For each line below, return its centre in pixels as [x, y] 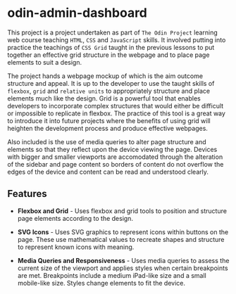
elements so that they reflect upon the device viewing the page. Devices [112, 149]
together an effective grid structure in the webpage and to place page [108, 55]
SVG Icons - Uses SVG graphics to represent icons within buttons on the [123, 232]
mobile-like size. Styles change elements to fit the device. [101, 283]
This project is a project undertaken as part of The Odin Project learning [113, 32]
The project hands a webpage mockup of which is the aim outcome [105, 76]
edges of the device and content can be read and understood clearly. [108, 172]
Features [27, 194]
